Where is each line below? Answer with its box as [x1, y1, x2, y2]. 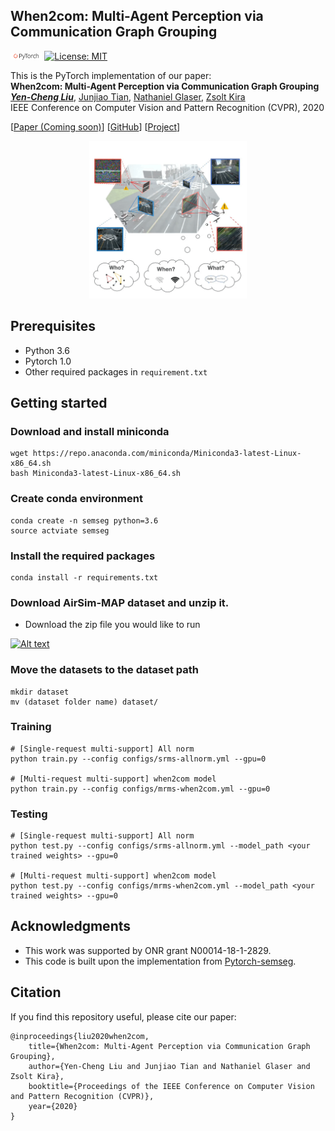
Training [10, 720, 52, 734]
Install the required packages [10, 549, 156, 563]
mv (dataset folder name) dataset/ [10, 697, 159, 707]
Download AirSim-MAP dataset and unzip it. [10, 595, 230, 609]
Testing [10, 807, 48, 821]
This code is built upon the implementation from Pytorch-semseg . [24, 955, 297, 967]
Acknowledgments [10, 918, 132, 935]
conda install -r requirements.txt [10, 572, 159, 583]
